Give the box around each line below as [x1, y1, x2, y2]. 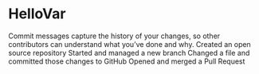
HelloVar [8, 5, 66, 23]
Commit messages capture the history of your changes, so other [8, 31, 221, 41]
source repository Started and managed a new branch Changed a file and [8, 48, 250, 57]
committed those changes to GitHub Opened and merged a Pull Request [8, 56, 245, 66]
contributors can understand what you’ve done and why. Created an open [8, 39, 251, 49]
